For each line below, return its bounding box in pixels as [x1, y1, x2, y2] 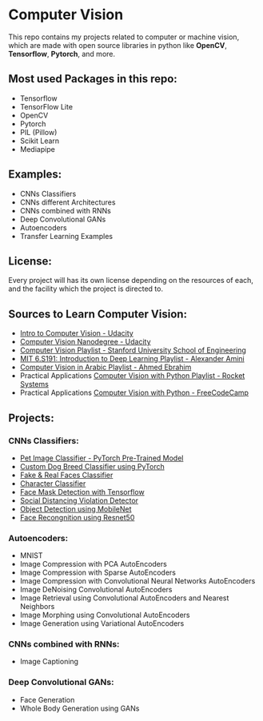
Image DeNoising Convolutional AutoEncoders [19, 585, 173, 595]
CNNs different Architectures [19, 197, 116, 207]
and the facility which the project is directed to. [8, 284, 164, 293]
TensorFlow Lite [19, 102, 74, 111]
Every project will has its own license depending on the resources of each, [8, 276, 254, 285]
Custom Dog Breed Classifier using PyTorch [19, 461, 165, 471]
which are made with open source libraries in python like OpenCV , [8, 40, 228, 50]
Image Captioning [19, 657, 78, 667]
